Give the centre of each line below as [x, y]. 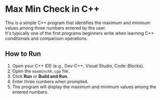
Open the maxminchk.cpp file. [41, 71]
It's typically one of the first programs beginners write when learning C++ [80, 33]
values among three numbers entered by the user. [56, 28]
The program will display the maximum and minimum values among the [84, 87]
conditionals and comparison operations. [46, 38]
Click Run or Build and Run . [40, 76]
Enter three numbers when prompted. [50, 81]
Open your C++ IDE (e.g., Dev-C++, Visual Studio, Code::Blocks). [78, 66]
